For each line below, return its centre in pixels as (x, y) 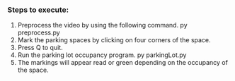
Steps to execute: (38, 10)
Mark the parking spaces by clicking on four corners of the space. (114, 40)
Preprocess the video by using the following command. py (102, 25)
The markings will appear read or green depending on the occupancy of (123, 63)
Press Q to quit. (40, 48)
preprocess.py (39, 32)
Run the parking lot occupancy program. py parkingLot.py (102, 55)
